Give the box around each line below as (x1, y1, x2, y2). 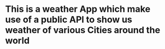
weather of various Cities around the (5, 25, 160, 36)
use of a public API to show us (5, 14, 132, 25)
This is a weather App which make (5, 3, 151, 15)
